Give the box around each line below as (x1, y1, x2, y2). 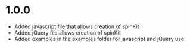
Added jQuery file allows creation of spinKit (14, 29, 122, 36)
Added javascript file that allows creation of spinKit (14, 23, 139, 30)
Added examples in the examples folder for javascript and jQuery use (14, 35, 185, 42)
